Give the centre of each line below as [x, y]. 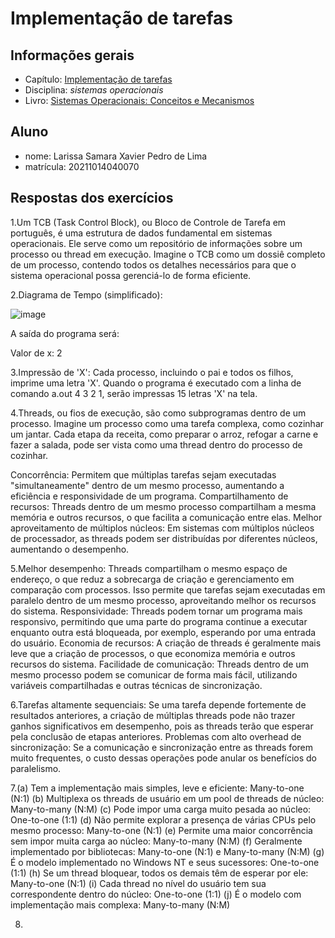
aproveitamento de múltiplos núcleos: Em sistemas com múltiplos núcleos [162, 528]
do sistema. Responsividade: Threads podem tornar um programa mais [156, 611]
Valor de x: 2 [36, 353]
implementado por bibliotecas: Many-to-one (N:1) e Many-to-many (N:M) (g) [167, 851]
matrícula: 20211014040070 [82, 166]
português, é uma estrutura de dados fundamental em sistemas [141, 233]
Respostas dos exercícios [92, 198]
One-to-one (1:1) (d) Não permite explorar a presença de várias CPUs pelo [163, 819]
